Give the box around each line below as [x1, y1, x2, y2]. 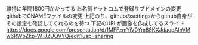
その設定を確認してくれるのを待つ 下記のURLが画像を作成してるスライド [6, 20, 185, 26]
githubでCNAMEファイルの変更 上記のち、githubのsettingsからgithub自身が [6, 12, 193, 19]
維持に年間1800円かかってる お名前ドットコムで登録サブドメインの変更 [6, 5, 182, 12]
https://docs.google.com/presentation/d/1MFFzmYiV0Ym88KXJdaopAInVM [6, 26, 191, 33]
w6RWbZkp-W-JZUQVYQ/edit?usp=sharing [6, 33, 114, 39]
